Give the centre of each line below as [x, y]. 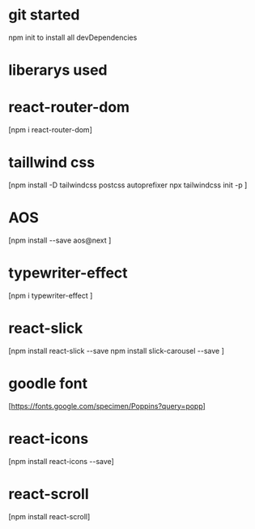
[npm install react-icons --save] [62, 461]
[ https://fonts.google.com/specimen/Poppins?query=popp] [107, 406]
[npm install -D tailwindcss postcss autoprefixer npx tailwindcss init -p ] [128, 185]
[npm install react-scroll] [49, 516]
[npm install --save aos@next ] [60, 240]
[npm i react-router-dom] [51, 130]
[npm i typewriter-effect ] [51, 295]
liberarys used [58, 70]
